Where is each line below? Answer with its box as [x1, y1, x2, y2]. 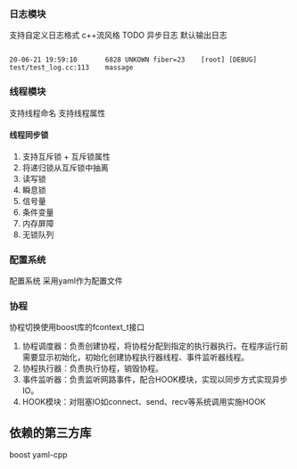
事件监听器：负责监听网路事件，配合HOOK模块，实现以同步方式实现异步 [21, 374, 288, 385]
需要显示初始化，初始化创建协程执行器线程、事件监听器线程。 [21, 352, 250, 363]
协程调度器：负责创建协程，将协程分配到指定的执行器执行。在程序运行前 [21, 341, 288, 351]
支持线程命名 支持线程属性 [9, 107, 105, 118]
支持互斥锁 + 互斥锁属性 [21, 151, 111, 161]
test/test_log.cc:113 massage [9, 63, 134, 72]
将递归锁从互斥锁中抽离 [21, 162, 109, 173]
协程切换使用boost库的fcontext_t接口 [9, 322, 145, 333]
